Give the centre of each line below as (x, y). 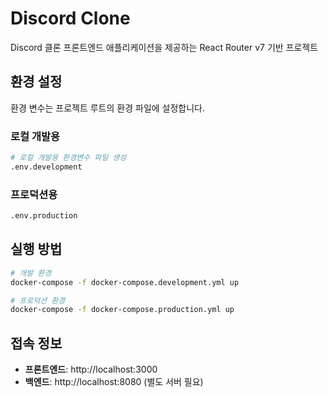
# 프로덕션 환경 (38, 300)
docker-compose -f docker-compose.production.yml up (122, 310)
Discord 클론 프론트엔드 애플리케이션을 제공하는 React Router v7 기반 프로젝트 (164, 47)
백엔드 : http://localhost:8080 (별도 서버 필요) (114, 382)
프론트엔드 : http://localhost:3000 (91, 369)
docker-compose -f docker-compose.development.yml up (125, 282)
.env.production (44, 216)
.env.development (46, 167)
